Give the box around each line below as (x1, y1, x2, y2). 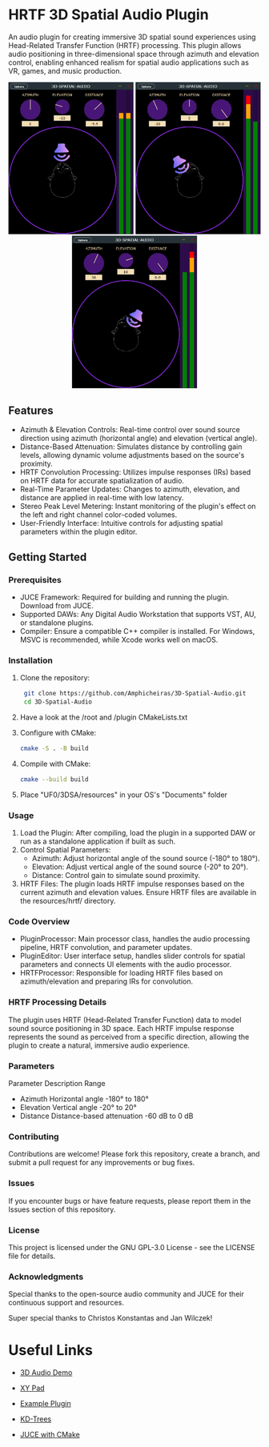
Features (8, 403, 54, 417)
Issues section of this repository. (8, 1204, 116, 1214)
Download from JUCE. (19, 601, 94, 611)
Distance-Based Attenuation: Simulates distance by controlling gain (19, 442, 243, 451)
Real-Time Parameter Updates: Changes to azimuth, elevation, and (19, 484, 240, 494)
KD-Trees (19, 1414, 52, 1424)
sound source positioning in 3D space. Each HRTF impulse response (8, 1023, 235, 1033)
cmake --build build (19, 775, 89, 784)
